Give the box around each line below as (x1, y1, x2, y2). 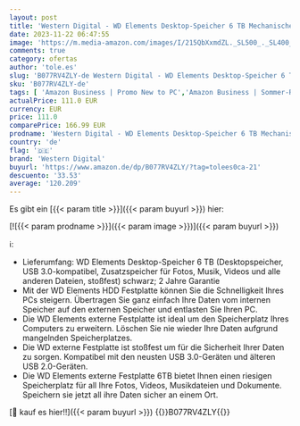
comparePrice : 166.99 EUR (9, 121, 105, 130)
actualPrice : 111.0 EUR (9, 96, 98, 105)
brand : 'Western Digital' (9, 154, 105, 163)
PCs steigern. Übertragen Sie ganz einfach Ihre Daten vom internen (21, 295, 271, 305)
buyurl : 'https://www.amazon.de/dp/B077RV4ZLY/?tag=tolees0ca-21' (9, 163, 262, 171)
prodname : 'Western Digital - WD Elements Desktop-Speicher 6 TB (9, 129, 257, 138)
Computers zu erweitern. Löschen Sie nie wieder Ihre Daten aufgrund (21, 323, 279, 334)
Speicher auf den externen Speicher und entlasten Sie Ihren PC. (21, 305, 258, 315)
